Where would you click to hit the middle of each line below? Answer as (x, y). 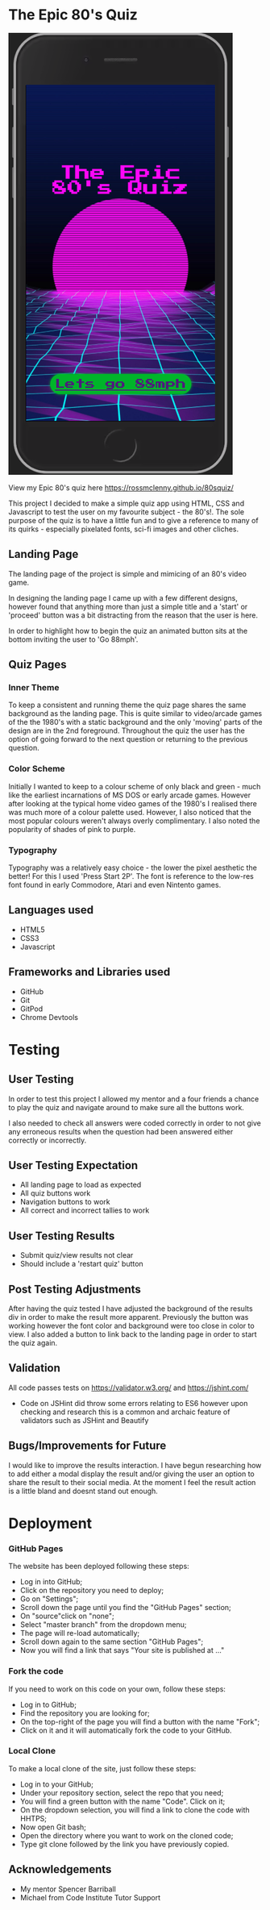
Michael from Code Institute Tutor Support (90, 1897)
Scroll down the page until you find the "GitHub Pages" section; (125, 1608)
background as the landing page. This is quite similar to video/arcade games (135, 714)
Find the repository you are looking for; (85, 1713)
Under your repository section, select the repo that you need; (122, 1792)
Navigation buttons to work (65, 1202)
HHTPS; (33, 1818)
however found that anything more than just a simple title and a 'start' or (128, 606)
